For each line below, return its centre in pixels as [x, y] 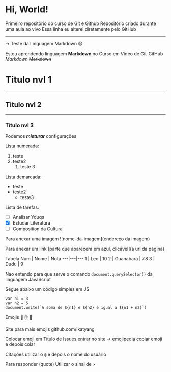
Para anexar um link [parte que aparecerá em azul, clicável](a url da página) [85, 249]
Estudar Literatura [32, 223]
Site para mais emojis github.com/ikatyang [50, 329]
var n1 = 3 [17, 299]
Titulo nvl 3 [20, 125]
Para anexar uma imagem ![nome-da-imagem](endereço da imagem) [78, 239]
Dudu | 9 [15, 264]
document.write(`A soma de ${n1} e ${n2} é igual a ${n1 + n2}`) [76, 308]
